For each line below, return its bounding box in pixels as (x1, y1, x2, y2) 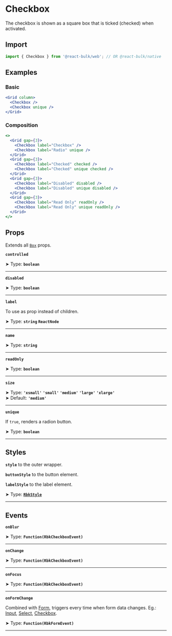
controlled (5, 252, 29, 257)
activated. (5, 25, 27, 31)
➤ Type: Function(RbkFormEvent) (5, 620, 74, 626)
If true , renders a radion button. (5, 418, 73, 424)
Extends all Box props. (5, 242, 52, 248)
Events (5, 511, 28, 520)
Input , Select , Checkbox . (5, 610, 57, 617)
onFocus (5, 572, 22, 577)
